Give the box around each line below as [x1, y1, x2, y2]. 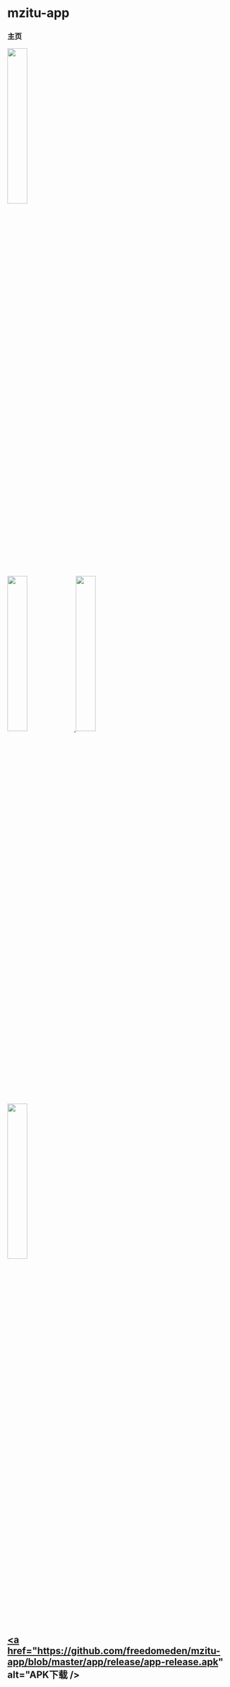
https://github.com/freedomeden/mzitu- [37, 1645, 221, 1657]
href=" [7, 1645, 37, 1657]
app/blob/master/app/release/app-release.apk [7, 1656, 219, 1668]
